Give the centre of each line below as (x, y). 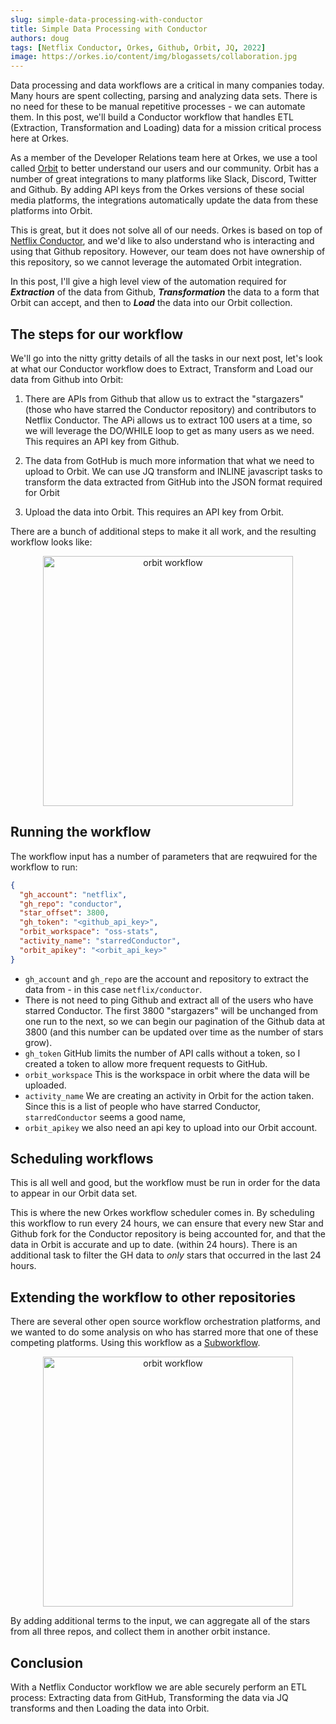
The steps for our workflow (97, 334)
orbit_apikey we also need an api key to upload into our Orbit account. (171, 1127)
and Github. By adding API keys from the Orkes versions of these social (157, 190)
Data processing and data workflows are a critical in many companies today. (167, 85)
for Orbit (42, 492)
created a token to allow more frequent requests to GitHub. (146, 1063)
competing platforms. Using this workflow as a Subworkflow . (135, 1343)
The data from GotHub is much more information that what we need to (169, 460)
